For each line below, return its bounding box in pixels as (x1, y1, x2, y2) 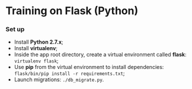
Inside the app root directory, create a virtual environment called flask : (14, 51, 187, 58)
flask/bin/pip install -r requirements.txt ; (14, 70, 125, 77)
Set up (5, 25, 25, 34)
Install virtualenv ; (14, 45, 57, 52)
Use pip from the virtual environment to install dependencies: (14, 64, 164, 71)
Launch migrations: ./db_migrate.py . (14, 76, 104, 83)
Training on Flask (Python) (5, 4, 139, 18)
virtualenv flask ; (14, 57, 59, 64)
